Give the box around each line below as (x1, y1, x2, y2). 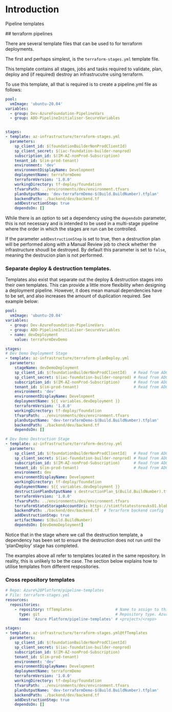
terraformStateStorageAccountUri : (14, 503, 88, 508)
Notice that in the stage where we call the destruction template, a (5, 531, 143, 538)
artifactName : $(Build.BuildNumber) (14, 518, 93, 523)
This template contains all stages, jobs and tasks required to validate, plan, (5, 66, 163, 72)
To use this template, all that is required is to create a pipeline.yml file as (5, 81, 158, 87)
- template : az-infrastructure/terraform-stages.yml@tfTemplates (5, 630, 147, 636)
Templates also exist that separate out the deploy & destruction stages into (5, 276, 163, 283)
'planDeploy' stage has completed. (5, 542, 79, 548)
